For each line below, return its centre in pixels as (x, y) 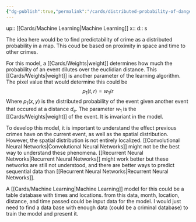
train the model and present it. (42, 214)
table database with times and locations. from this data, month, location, (93, 195)
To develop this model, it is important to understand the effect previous (91, 128)
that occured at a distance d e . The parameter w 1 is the (71, 110)
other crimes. (22, 52)
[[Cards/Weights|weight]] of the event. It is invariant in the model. (85, 117)
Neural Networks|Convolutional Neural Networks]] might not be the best (93, 147)
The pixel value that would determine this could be (67, 82)
